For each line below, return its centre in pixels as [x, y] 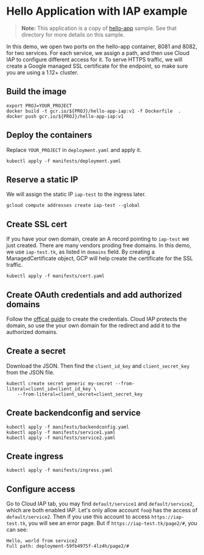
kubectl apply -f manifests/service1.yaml [61, 432]
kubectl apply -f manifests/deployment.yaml [64, 161]
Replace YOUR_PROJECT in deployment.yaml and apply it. [74, 150]
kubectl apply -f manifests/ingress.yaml [60, 470]
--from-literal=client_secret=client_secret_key [80, 394]
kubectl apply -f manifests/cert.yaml [55, 276]
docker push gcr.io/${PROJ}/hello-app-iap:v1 [65, 116]
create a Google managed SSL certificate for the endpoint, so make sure [97, 66]
